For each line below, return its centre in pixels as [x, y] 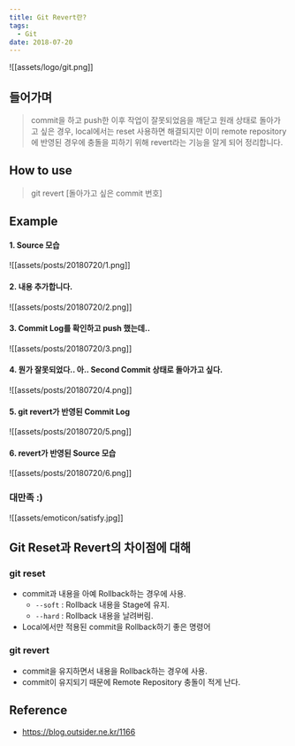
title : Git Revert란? [48, 17]
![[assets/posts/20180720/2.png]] [71, 307]
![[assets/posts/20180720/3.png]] [71, 348]
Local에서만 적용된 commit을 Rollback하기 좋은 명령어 [116, 627]
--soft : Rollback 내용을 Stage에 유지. [102, 605]
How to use [41, 170]
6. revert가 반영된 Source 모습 [63, 453]
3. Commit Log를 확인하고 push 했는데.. [79, 328]
